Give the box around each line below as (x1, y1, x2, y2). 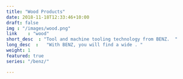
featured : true (6, 53, 44, 59)
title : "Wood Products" (6, 8, 66, 15)
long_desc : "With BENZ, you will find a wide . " (6, 42, 144, 48)
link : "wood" (6, 31, 50, 37)
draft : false (6, 20, 39, 26)
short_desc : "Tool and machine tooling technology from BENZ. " (6, 36, 178, 42)
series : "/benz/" (6, 58, 50, 64)
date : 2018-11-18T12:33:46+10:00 (6, 14, 90, 20)
